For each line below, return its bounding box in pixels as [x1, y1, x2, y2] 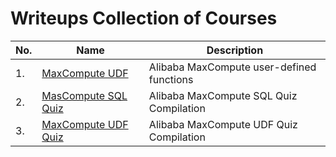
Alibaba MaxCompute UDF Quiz [148, 117, 298, 131]
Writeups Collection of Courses [10, 7, 278, 30]
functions [148, 72, 194, 86]
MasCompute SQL [41, 88, 128, 102]
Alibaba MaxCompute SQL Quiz [148, 88, 298, 102]
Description [206, 43, 264, 57]
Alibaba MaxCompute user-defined [148, 60, 317, 74]
